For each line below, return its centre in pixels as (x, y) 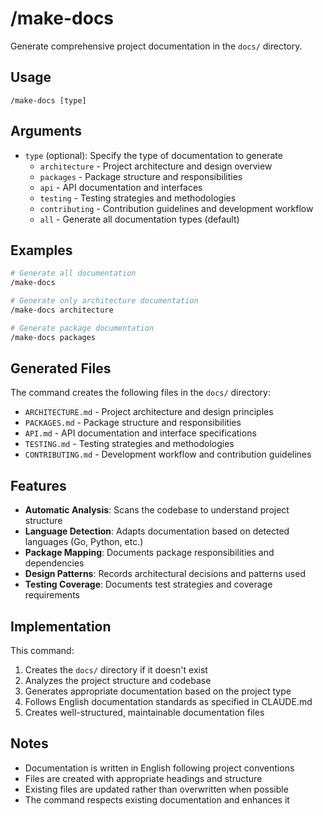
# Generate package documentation (82, 328)
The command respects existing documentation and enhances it (157, 799)
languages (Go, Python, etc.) (84, 542)
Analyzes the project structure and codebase (118, 681)
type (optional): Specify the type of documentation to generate (153, 155)
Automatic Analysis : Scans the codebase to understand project (157, 510)
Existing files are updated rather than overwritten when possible (156, 789)
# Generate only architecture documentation (104, 301)
